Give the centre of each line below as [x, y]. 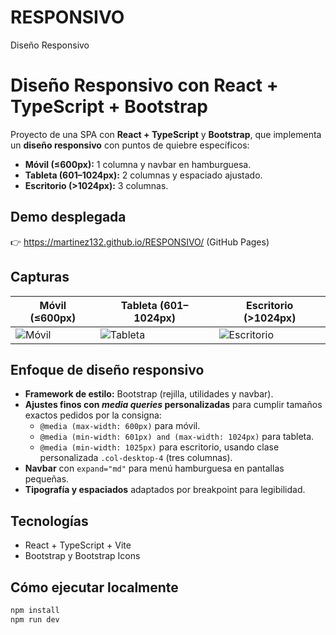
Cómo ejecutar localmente [94, 587]
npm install [35, 610]
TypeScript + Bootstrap [109, 107]
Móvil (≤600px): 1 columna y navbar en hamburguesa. [138, 164]
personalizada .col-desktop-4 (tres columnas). [136, 458]
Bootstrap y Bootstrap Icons [82, 556]
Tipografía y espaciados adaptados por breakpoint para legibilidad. [165, 490]
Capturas [40, 277]
